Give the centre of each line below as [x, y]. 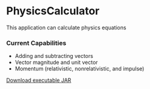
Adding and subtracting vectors [54, 56]
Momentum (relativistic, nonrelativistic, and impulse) [79, 69]
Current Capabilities [36, 43]
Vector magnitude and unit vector [56, 62]
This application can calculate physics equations [66, 27]
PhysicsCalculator [53, 11]
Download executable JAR [39, 80]
